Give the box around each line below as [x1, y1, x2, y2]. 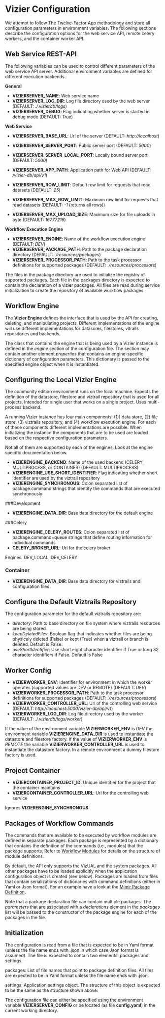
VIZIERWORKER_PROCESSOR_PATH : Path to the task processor [12, 690, 144, 696]
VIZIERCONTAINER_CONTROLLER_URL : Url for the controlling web [12, 790, 149, 796]
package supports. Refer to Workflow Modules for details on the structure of [5, 848, 161, 854]
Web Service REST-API [5, 50, 77, 58]
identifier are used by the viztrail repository [12, 475, 100, 481]
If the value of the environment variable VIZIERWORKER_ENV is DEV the [5, 726, 153, 732]
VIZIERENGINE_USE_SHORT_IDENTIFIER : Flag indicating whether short [12, 470, 158, 476]
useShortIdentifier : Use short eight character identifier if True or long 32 [12, 647, 159, 653]
